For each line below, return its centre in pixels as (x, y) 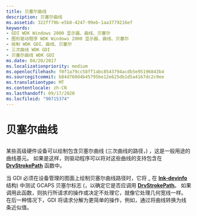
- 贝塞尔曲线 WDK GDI (30, 55)
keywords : (18, 28)
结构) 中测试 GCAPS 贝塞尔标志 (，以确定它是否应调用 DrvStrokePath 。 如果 (99, 185)
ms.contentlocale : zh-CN (36, 88)
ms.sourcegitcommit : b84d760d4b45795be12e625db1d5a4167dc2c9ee (85, 77)
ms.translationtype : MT (35, 83)
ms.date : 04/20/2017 (31, 60)
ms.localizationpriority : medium (47, 66)
